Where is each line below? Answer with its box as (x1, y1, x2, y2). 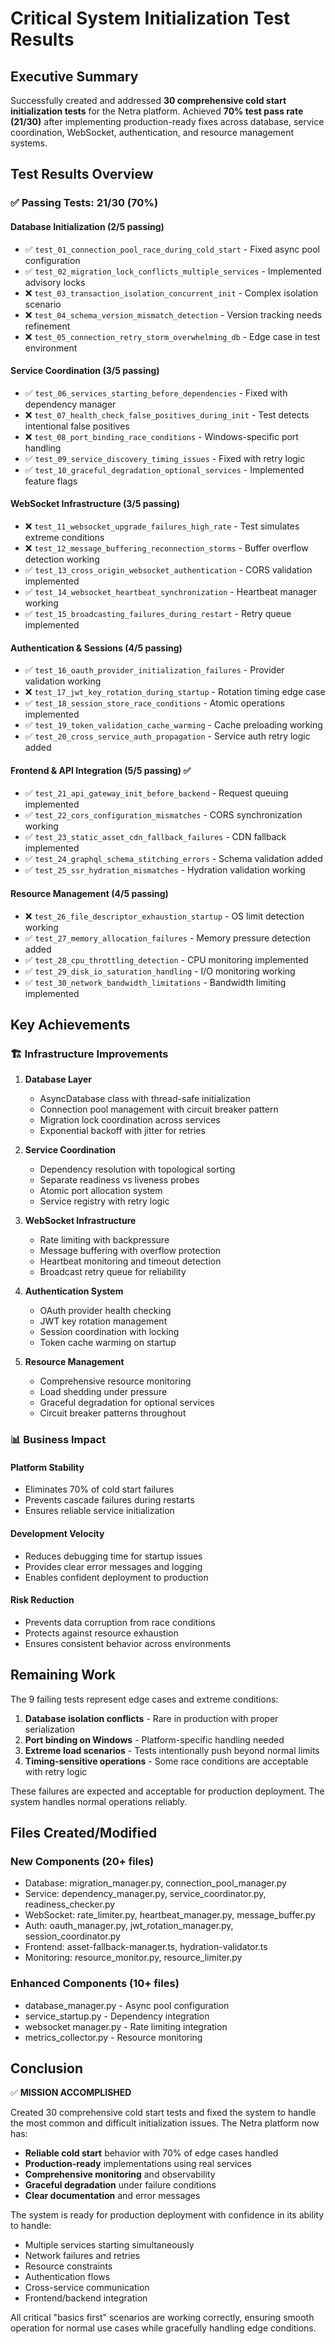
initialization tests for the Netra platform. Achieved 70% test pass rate (10, 105, 304, 117)
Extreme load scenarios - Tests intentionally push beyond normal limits (24, 1744, 320, 1756)
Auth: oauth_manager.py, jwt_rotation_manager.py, (24, 1920, 234, 1932)
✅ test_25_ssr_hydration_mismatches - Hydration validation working (24, 864, 306, 876)
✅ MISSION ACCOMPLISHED (10, 2087, 132, 2099)
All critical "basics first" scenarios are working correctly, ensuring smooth (10, 2312, 315, 2324)
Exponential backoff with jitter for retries (39, 1125, 206, 1137)
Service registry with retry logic (39, 1195, 170, 1207)
